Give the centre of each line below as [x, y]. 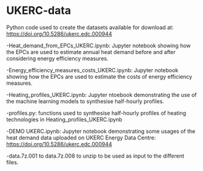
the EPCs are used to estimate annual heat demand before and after [91, 52]
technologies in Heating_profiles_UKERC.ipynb [64, 119]
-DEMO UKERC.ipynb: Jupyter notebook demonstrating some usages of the [101, 131]
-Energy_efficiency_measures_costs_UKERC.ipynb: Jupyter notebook [92, 70]
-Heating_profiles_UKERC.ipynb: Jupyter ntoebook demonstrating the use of [101, 95]
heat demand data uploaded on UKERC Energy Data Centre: [81, 138]
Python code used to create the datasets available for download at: [90, 27]
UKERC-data [39, 11]
